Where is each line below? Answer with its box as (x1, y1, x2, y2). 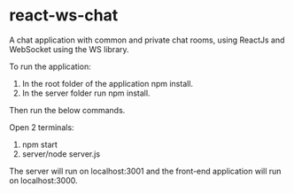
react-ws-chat (9, 5, 119, 26)
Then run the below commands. (9, 104, 126, 115)
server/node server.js (21, 148, 100, 159)
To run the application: (9, 61, 91, 72)
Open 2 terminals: (9, 121, 74, 133)
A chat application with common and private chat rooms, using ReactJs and (9, 35, 285, 45)
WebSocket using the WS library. (9, 43, 130, 54)
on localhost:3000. (9, 174, 78, 186)
